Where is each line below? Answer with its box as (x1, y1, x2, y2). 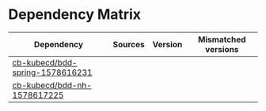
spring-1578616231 (12, 67, 93, 78)
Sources (112, 39, 145, 50)
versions (205, 43, 239, 54)
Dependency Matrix (8, 6, 141, 24)
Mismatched (197, 34, 247, 45)
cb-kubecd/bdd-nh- (12, 80, 93, 91)
